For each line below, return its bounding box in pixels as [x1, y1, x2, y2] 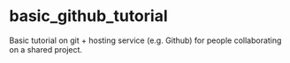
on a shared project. [9, 44, 82, 54]
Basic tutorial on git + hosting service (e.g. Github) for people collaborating [9, 35, 282, 45]
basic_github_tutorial [9, 6, 168, 26]
